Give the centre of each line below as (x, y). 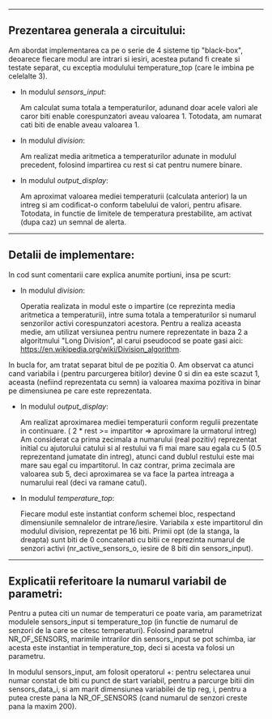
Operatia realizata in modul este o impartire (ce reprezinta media (127, 306)
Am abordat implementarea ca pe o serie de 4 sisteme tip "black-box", (125, 50)
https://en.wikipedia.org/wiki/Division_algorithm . (101, 349)
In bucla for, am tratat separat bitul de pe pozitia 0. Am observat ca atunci (131, 365)
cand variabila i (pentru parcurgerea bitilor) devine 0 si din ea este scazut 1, (134, 373)
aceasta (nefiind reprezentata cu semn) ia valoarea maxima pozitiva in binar (135, 382)
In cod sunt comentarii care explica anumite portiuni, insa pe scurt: (120, 274)
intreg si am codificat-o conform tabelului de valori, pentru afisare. (131, 204)
